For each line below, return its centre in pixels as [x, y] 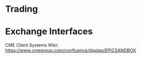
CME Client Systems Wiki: [32, 45]
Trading [22, 9]
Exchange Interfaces [49, 32]
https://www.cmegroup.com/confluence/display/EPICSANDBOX [70, 51]
